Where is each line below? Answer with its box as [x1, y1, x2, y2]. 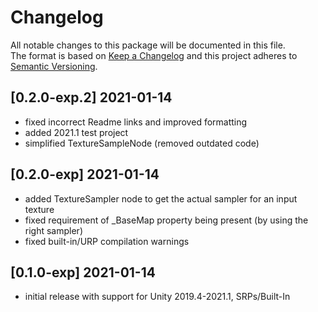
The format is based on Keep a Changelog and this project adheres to [10, 49, 298, 61]
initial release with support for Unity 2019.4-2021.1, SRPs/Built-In [24, 291, 291, 303]
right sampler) [24, 224, 83, 236]
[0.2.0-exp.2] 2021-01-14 [10, 89, 173, 106]
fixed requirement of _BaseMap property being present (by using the [24, 214, 309, 226]
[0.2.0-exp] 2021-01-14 [10, 166, 160, 183]
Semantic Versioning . [10, 60, 98, 72]
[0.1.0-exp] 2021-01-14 [10, 264, 156, 281]
